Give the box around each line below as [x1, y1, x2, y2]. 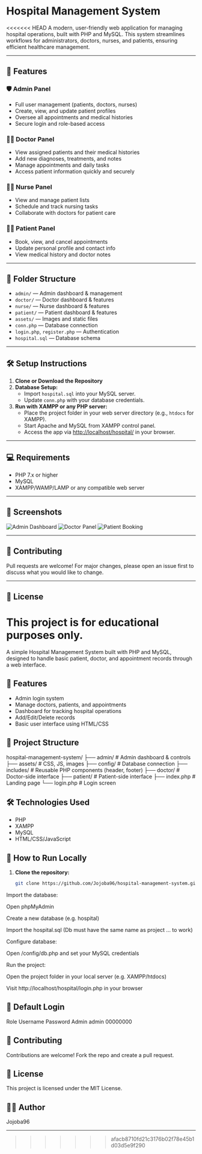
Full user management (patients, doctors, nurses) [14, 100, 138, 108]
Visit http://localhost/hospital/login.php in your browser [6, 985, 143, 992]
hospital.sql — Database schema [14, 335, 101, 342]
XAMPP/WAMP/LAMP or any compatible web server [14, 484, 145, 491]
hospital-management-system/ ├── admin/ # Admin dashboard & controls [6, 753, 191, 761]
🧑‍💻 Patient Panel [6, 224, 55, 233]
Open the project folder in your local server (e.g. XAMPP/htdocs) [6, 973, 167, 980]
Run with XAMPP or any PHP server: [14, 403, 108, 410]
